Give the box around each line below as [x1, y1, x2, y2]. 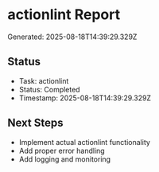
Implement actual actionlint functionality [18, 137, 150, 147]
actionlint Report [7, 6, 121, 24]
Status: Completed [18, 84, 80, 94]
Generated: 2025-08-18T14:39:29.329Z [7, 32, 138, 41]
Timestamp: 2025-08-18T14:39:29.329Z [18, 93, 152, 103]
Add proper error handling [18, 146, 105, 155]
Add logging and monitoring [18, 154, 111, 164]
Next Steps [7, 116, 64, 130]
